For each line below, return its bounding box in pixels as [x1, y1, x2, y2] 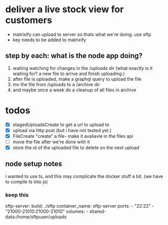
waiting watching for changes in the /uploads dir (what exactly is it [12, 65, 153, 71]
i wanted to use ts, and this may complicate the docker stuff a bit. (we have [5, 173, 163, 179]
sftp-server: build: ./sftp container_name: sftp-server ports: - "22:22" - [5, 203, 154, 209]
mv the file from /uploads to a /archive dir [12, 81, 101, 87]
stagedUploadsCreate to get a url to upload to [12, 121, 110, 128]
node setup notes [5, 160, 62, 168]
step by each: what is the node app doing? [5, 52, 143, 60]
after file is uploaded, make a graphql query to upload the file [12, 76, 142, 82]
